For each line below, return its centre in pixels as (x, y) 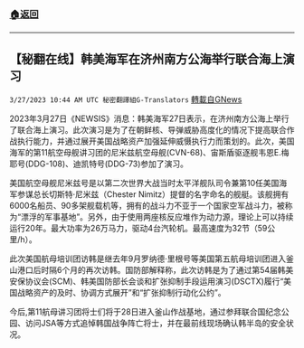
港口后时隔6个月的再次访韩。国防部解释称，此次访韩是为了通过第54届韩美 (155, 270)
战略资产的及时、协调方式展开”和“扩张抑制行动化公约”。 (121, 293)
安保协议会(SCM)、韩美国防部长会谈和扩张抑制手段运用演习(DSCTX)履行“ (147, 281)
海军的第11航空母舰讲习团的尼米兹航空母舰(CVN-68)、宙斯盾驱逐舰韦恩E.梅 (149, 153)
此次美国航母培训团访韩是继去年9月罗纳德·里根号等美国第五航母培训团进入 (148, 259)
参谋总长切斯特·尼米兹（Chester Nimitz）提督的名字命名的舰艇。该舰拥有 (153, 194)
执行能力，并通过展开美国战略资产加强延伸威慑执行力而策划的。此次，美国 (156, 141)
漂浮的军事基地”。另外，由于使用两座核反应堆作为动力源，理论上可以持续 (157, 217)
